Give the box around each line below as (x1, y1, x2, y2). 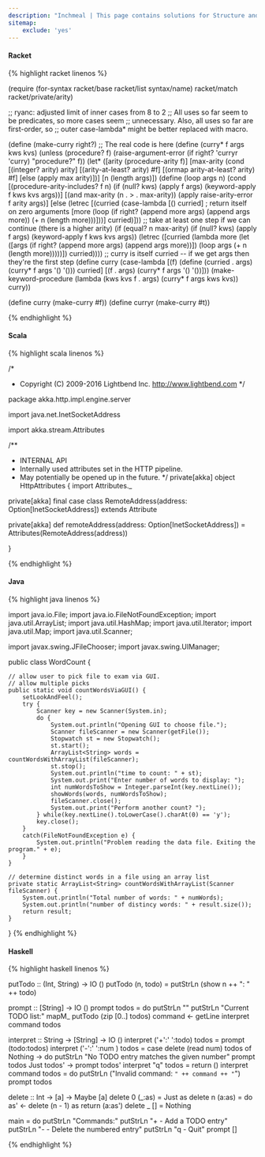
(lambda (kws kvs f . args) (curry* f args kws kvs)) (74, 273, 239, 283)
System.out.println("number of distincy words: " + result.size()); (22, 900, 252, 909)
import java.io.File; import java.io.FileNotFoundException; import (8, 609, 217, 619)
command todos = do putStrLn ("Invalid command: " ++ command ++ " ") (8, 1068, 241, 1079)
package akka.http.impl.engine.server (8, 394, 132, 404)
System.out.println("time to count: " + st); (50, 769, 203, 777)
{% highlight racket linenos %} (8, 68, 108, 77)
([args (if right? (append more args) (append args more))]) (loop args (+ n (8, 240, 247, 250)
